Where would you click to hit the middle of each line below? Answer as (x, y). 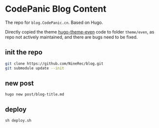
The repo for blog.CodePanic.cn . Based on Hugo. (54, 22)
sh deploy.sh (18, 121)
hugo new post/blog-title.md (35, 94)
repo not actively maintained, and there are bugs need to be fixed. (71, 37)
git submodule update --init (35, 68)
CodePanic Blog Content (56, 9)
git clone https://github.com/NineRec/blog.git (54, 64)
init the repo (24, 52)
